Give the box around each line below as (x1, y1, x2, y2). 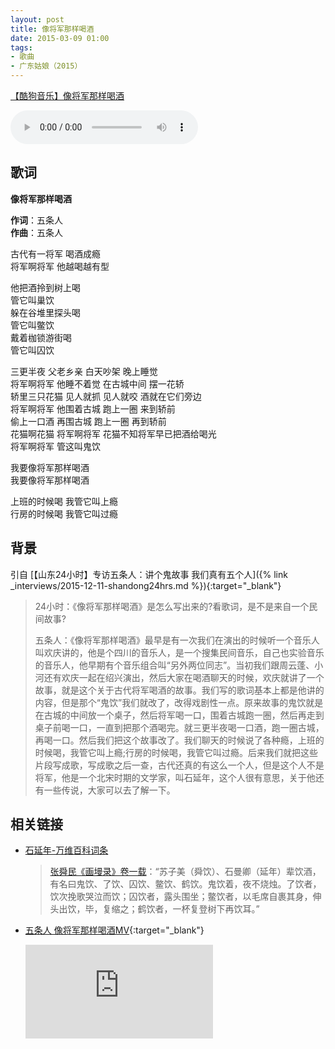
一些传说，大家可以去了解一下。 (43, 784, 176, 796)
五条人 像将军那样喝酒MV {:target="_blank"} (24, 924, 205, 936)
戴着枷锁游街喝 (10, 331, 72, 343)
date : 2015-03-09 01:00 (10, 33, 110, 43)
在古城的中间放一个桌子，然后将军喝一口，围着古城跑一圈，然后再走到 (34, 709, 325, 721)
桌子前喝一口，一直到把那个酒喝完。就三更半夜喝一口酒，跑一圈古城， (34, 721, 325, 733)
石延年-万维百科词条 (24, 844, 109, 856)
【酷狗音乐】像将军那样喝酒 (10, 90, 125, 101)
